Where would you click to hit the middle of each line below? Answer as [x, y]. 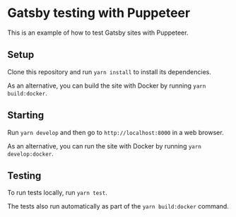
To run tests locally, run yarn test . [57, 193]
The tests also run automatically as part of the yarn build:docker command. [118, 206]
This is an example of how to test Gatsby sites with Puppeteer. [98, 33]
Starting [26, 116]
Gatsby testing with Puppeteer [99, 13]
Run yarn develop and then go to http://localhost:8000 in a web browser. [116, 132]
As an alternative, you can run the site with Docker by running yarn [104, 146]
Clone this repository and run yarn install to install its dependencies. [110, 71]
